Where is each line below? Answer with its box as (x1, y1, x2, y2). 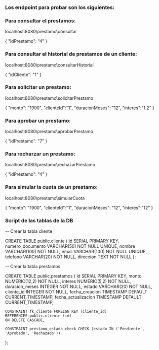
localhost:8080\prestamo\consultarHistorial (5, 62, 94, 68)
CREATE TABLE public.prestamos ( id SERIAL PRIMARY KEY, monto (5, 273, 142, 279)
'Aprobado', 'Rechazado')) (5, 331, 61, 336)
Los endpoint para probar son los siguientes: (5, 4, 115, 11)
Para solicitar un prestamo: (5, 84, 72, 91)
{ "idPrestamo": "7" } (5, 138, 48, 144)
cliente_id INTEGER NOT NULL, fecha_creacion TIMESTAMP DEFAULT (5, 289, 148, 294)
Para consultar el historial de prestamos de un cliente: (5, 51, 137, 58)
